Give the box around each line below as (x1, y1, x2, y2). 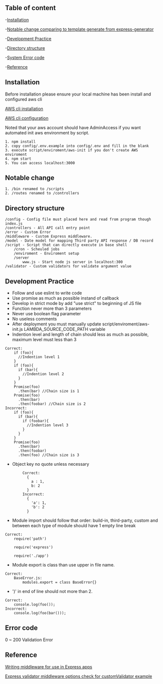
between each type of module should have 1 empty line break (12, 523, 136, 529)
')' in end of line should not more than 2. (12, 589, 93, 594)
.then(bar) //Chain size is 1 (18, 389, 79, 394)
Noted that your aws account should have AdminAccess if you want (5, 124, 141, 131)
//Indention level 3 (26, 423, 69, 428)
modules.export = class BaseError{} (22, 580, 97, 585)
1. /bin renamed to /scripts (5, 187, 64, 191)
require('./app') (14, 553, 49, 558)
